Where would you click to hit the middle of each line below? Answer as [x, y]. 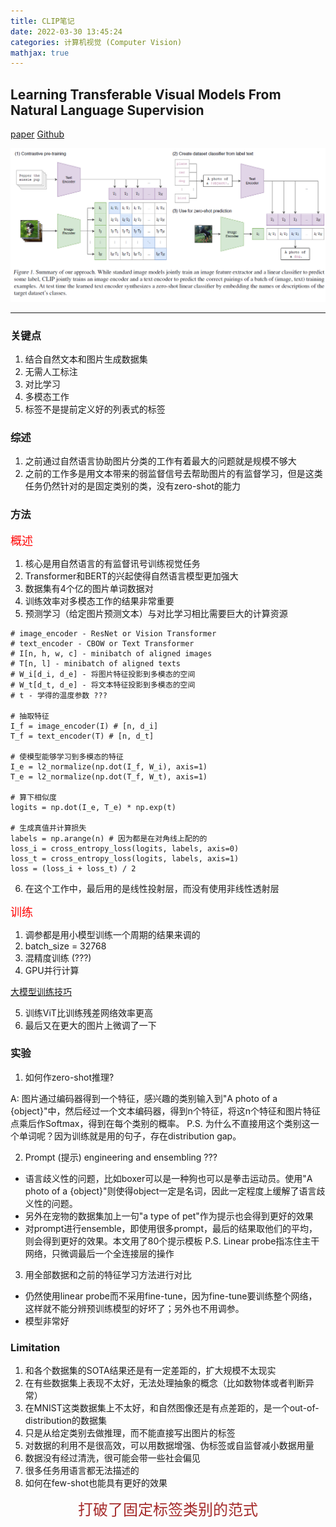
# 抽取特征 [30, 716]
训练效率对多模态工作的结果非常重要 [99, 601]
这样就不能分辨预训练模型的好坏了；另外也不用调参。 [134, 1308]
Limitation [35, 1347]
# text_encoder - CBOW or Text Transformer [102, 643]
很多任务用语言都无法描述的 [82, 1471]
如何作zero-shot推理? [69, 1077]
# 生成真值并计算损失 [48, 828]
